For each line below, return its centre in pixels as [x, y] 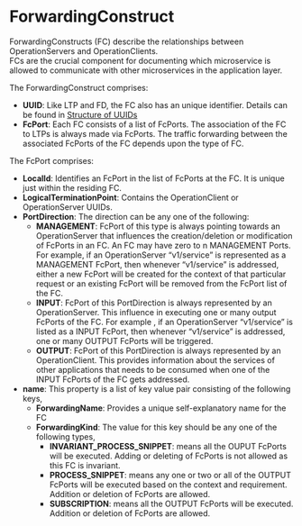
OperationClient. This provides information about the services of [155, 360]
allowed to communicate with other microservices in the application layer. [146, 70]
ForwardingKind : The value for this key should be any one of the [156, 427]
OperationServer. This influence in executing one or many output [156, 312]
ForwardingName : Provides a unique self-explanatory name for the [161, 408]
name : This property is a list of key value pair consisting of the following [156, 388]
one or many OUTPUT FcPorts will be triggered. [124, 340]
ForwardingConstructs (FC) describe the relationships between [127, 41]
